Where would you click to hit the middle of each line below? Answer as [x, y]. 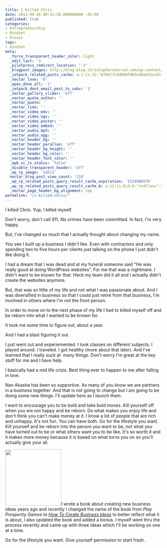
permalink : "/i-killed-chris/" [38, 195]
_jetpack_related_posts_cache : [42, 75]
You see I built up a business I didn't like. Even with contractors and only [79, 244]
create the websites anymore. [36, 280]
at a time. [15, 530]
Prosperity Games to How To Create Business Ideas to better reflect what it [83, 514]
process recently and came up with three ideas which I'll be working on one [83, 525]
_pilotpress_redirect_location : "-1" [49, 65]
